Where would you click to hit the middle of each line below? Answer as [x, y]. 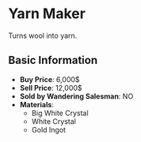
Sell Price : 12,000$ [51, 88]
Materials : [36, 104]
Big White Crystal [60, 113]
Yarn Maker [47, 14]
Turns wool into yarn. [43, 35]
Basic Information [53, 60]
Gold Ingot [48, 129]
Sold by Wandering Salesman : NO [76, 96]
